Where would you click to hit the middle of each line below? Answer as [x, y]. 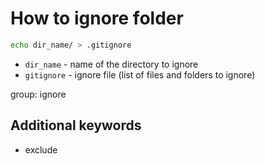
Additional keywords [76, 125]
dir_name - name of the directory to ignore [111, 64]
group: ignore [38, 94]
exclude [41, 149]
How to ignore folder [97, 18]
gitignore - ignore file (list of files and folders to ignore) [140, 74]
